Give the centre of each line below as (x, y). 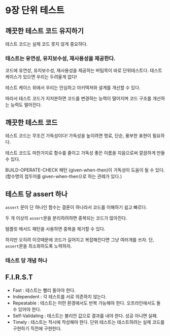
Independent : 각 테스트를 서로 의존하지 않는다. (60, 296)
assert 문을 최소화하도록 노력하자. (39, 246)
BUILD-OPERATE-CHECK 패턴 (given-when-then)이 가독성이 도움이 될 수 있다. (85, 170)
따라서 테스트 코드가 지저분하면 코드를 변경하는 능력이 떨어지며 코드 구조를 (78, 99)
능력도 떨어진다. (26, 105)
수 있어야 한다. (27, 309)
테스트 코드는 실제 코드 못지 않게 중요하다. (46, 44)
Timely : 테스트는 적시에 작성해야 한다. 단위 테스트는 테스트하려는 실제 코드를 (89, 322)
